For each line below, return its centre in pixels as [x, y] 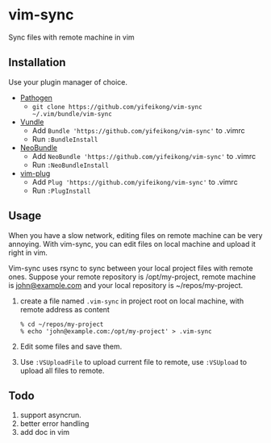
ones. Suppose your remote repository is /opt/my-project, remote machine [132, 277]
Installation [37, 63]
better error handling [54, 424]
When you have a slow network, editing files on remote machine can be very [135, 235]
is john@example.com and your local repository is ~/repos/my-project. [126, 285]
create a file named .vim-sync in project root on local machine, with [132, 301]
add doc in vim [45, 433]
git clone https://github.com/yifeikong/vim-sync [117, 107]
